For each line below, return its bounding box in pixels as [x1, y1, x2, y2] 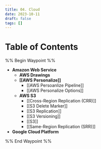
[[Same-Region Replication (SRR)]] [26, 124, 96, 130]
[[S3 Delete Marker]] [26, 103, 68, 109]
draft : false [5, 16, 31, 21]
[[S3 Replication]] [26, 108, 62, 114]
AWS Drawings [19, 72, 50, 78]
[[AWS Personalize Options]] [26, 88, 84, 94]
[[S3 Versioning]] [26, 114, 61, 119]
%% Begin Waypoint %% [5, 58, 56, 64]
